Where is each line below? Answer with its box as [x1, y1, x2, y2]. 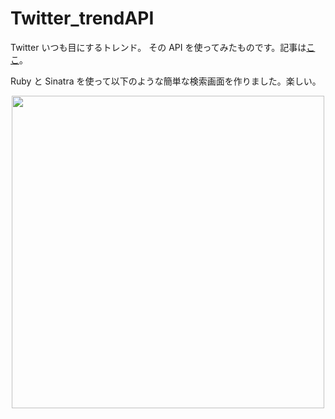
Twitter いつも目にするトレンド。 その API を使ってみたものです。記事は [10, 41, 307, 53]
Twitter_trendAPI [10, 7, 155, 30]
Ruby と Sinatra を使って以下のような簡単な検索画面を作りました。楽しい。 [10, 75, 322, 87]
